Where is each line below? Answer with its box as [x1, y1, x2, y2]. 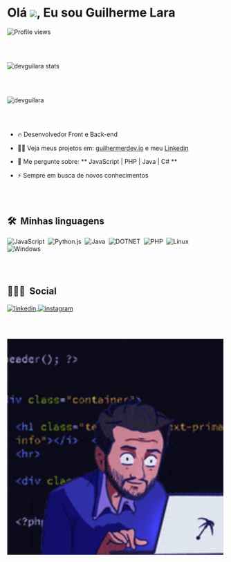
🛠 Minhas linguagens [7, 216, 105, 227]
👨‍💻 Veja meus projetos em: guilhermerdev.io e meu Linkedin [17, 144, 189, 152]
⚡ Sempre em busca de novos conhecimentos [17, 171, 149, 179]
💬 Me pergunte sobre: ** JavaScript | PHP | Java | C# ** [17, 157, 178, 165]
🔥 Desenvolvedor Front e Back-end [17, 130, 118, 138]
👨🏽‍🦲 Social [7, 285, 57, 297]
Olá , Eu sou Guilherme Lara [7, 5, 176, 21]
